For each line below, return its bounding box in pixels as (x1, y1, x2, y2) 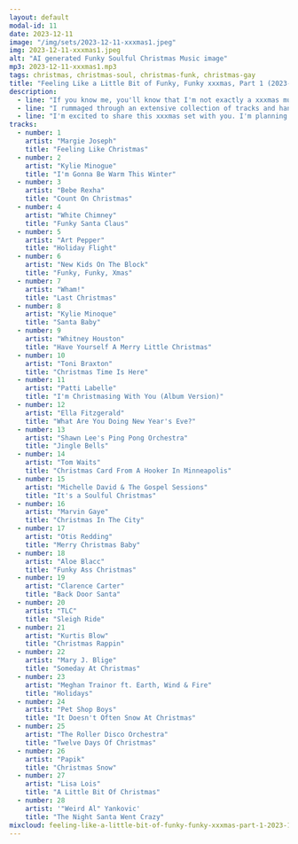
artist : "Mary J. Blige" (25, 656, 117, 665)
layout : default (9, 12, 69, 22)
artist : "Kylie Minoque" (25, 309, 117, 319)
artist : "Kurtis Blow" (25, 631, 109, 640)
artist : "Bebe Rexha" (25, 186, 105, 195)
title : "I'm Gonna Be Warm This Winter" (25, 169, 176, 178)
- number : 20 (17, 598, 66, 607)
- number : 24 (17, 697, 66, 706)
